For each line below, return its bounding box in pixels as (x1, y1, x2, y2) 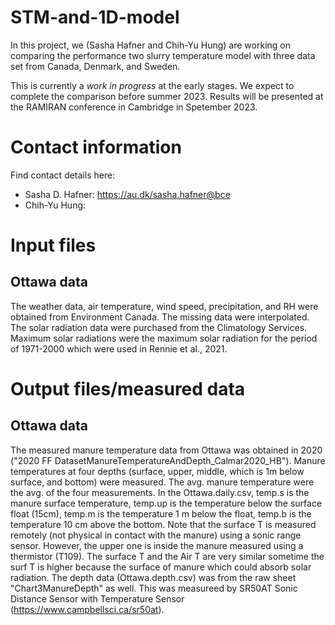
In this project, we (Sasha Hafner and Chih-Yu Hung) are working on (10, 39, 291, 51)
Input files (10, 234, 97, 257)
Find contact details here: (10, 169, 116, 181)
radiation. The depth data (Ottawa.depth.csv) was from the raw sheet (10, 571, 297, 583)
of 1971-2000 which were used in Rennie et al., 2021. (10, 342, 228, 355)
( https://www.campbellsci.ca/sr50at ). (10, 603, 165, 615)
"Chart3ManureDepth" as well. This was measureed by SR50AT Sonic (10, 582, 298, 594)
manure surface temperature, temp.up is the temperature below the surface (10, 497, 323, 509)
